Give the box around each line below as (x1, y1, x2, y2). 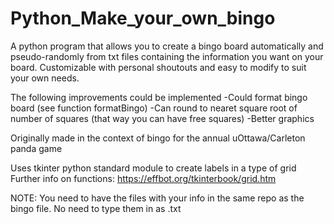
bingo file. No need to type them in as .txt (10, 202, 182, 214)
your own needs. (10, 72, 80, 84)
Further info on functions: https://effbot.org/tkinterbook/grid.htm (10, 172, 277, 184)
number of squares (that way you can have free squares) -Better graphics (10, 112, 315, 124)
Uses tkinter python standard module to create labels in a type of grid (10, 162, 297, 174)
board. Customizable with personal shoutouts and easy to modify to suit (10, 61, 307, 73)
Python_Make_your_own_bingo (10, 7, 276, 30)
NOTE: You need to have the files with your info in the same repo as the (10, 192, 305, 204)
